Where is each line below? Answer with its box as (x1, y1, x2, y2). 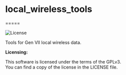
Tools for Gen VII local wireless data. (5, 39, 82, 45)
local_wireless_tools (5, 3, 93, 15)
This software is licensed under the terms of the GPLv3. (5, 58, 121, 64)
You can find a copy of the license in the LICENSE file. (5, 64, 118, 70)
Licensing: (5, 49, 28, 55)
